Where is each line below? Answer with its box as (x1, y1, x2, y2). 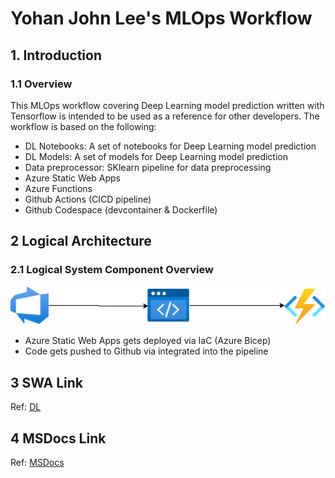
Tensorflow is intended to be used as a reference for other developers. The (10, 110, 320, 122)
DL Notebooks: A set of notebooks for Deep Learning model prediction (24, 140, 317, 152)
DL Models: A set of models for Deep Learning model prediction (24, 150, 288, 162)
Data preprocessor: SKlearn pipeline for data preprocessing (24, 161, 272, 173)
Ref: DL (10, 401, 42, 413)
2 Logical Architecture (10, 233, 152, 250)
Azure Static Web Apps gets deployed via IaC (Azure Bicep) (24, 335, 272, 347)
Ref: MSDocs (10, 457, 65, 469)
